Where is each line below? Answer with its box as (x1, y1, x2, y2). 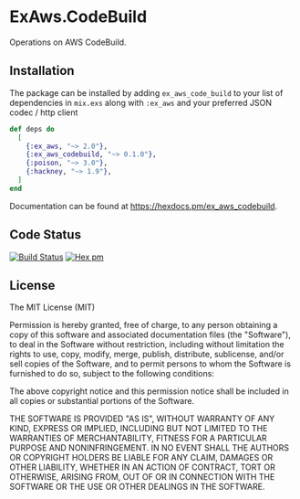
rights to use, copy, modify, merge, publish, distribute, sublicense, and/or (9, 349, 284, 360)
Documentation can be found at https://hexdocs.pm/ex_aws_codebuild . (9, 200, 278, 211)
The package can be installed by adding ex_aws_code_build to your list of (9, 87, 284, 98)
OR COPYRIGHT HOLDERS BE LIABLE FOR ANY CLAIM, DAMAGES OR (9, 452, 274, 463)
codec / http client (9, 107, 78, 118)
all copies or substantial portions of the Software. (9, 396, 194, 407)
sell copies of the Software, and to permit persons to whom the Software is (9, 358, 292, 369)
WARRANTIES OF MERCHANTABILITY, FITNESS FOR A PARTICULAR (9, 432, 267, 444)
